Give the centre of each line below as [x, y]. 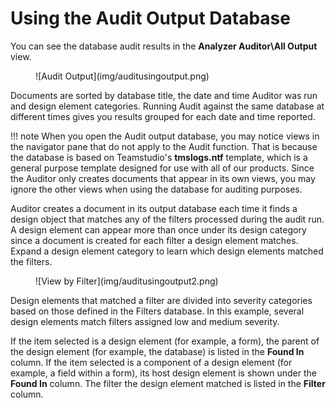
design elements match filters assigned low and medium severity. [145, 321]
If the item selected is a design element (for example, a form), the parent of [165, 341]
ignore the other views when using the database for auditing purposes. [156, 189]
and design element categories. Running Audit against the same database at [167, 106]
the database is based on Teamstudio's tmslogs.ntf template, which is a [159, 157]
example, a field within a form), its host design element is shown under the [163, 373]
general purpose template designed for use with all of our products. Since [162, 168]
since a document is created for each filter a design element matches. [154, 240]
